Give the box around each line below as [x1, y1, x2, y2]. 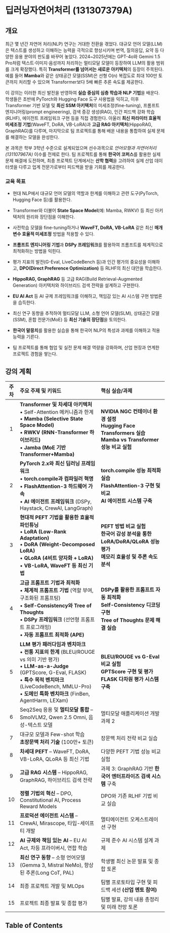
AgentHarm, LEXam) [20, 697, 68, 704]
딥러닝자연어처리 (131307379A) [5, 5, 133, 16]
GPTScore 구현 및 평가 [101, 668, 153, 675]
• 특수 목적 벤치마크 [20, 676, 64, 683]
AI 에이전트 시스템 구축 [101, 497, 153, 505]
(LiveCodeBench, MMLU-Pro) [20, 683, 92, 690]
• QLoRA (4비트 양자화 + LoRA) [20, 554, 94, 561]
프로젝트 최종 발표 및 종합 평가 [20, 899, 88, 907]
